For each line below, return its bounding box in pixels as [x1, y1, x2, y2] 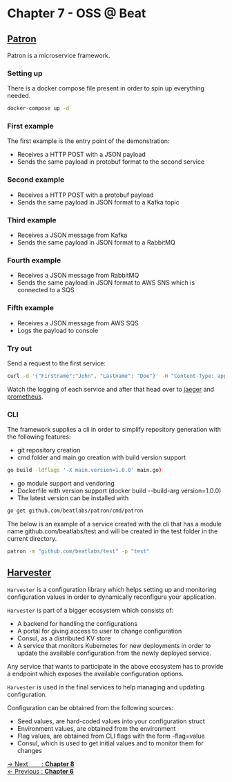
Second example [7, 175, 65, 184]
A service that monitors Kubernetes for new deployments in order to [17, 641, 211, 649]
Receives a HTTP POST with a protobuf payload [17, 191, 154, 199]
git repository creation [17, 446, 81, 455]
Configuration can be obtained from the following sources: [7, 703, 174, 712]
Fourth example [7, 255, 61, 265]
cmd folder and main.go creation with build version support [17, 453, 186, 461]
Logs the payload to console [17, 326, 99, 334]
